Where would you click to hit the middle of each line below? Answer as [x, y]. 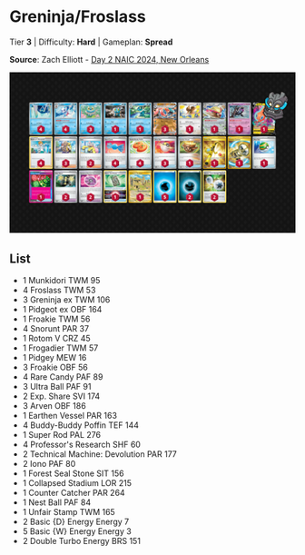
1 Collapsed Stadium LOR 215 [77, 483]
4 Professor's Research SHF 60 [81, 445]
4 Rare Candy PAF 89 [63, 377]
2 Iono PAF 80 [49, 464]
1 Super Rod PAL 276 [62, 435]
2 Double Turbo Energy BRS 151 [81, 541]
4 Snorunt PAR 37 [55, 329]
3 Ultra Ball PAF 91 [57, 387]
